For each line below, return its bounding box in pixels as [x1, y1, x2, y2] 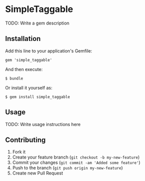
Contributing [5, 135, 46, 144]
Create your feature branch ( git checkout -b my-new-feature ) [12, 154, 140, 160]
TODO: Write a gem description [5, 20, 70, 26]
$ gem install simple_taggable [5, 94, 70, 99]
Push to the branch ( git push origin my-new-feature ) [12, 165, 123, 171]
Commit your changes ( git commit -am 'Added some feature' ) [12, 159, 141, 165]
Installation [5, 34, 41, 43]
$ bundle [5, 76, 23, 81]
